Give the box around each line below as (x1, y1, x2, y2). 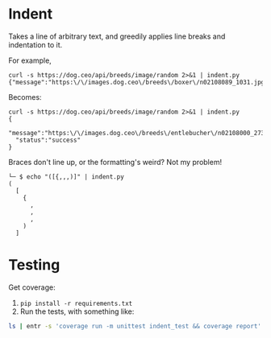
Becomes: (8, 92, 42, 101)
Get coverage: (8, 282, 56, 292)
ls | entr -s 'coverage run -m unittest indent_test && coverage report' (8, 322, 262, 330)
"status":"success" (15, 136, 81, 144)
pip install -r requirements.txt (19, 299, 133, 307)
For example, (8, 56, 52, 65)
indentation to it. (8, 39, 63, 49)
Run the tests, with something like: (19, 307, 135, 316)
